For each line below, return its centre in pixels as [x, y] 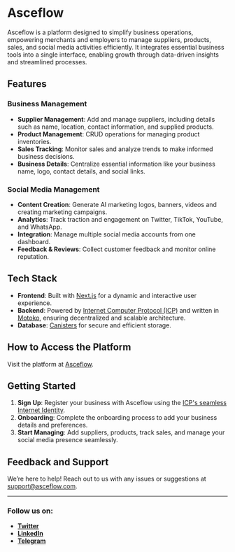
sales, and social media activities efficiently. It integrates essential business [116, 47]
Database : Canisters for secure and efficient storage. [94, 325]
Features [27, 84]
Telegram [31, 541]
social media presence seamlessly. [67, 440]
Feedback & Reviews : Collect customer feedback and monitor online [116, 249]
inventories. [34, 141]
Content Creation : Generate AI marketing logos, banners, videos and [117, 204]
